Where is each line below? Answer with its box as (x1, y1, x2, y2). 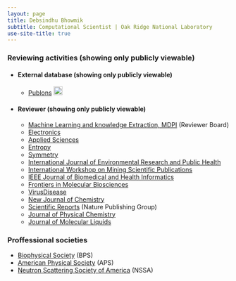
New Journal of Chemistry (27, 195, 105, 204)
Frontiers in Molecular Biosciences (27, 180, 129, 188)
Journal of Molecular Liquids (27, 217, 111, 226)
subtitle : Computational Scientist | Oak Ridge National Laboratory (7, 23, 213, 30)
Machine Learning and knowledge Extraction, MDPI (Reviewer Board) (27, 120, 230, 129)
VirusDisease (27, 188, 67, 196)
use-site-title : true (7, 30, 71, 37)
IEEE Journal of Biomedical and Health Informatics (27, 173, 175, 181)
